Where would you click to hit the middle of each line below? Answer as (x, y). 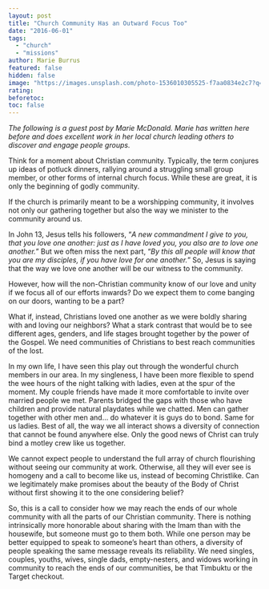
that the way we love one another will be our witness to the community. (126, 269)
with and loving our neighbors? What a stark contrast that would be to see (130, 325)
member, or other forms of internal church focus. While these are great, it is (133, 178)
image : (19, 83)
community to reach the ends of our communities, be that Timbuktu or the (130, 568)
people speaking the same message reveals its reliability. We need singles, (131, 551)
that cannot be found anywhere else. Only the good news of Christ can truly (133, 435)
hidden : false (32, 75)
